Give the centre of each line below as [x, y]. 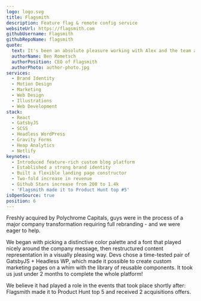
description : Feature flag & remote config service [72, 23]
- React [21, 117]
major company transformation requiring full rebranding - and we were [93, 224]
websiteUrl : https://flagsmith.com [51, 28]
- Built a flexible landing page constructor [69, 173]
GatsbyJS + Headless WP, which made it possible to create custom [89, 262]
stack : [14, 112]
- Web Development [35, 106]
